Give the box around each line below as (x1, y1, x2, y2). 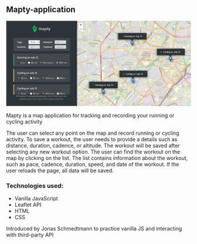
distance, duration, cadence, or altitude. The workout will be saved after (6, 142, 180, 149)
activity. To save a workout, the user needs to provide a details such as (6, 136, 178, 143)
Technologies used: (6, 182, 64, 190)
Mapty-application (6, 5, 76, 15)
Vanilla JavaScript (14, 195, 59, 202)
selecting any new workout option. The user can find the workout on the (6, 148, 181, 155)
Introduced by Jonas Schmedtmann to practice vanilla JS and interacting (6, 225, 182, 232)
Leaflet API (14, 201, 42, 208)
